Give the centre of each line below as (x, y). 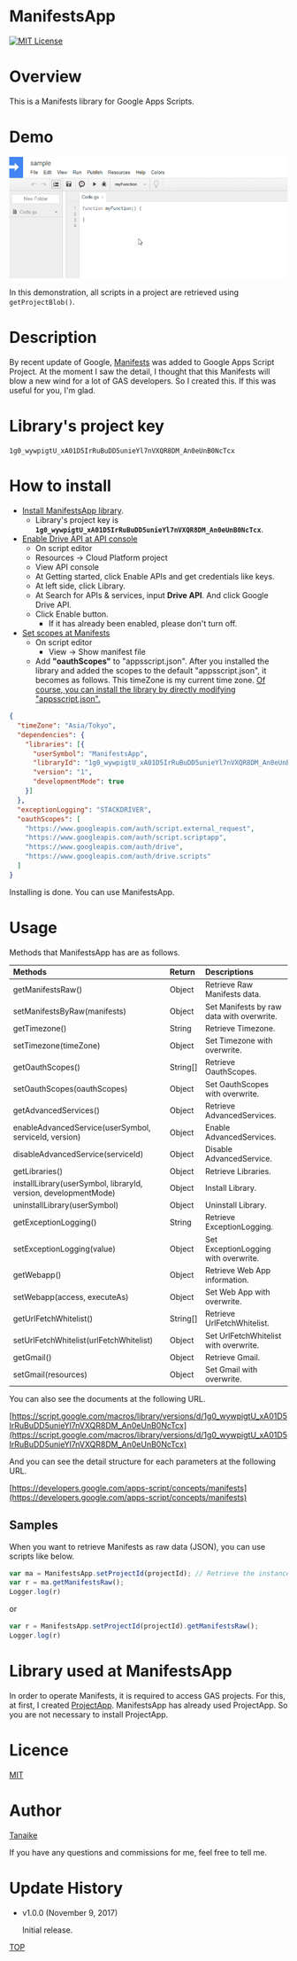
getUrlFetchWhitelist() (53, 1319)
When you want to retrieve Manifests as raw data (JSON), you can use (137, 1546)
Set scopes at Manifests (66, 633)
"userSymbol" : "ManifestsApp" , (90, 754)
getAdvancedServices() (56, 1110)
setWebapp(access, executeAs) (71, 1296)
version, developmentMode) (65, 1193)
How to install (61, 486)
